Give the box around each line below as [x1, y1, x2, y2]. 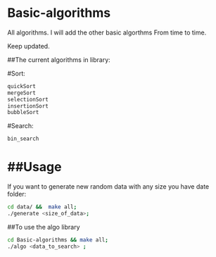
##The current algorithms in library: [7, 55, 110, 64]
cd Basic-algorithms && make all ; [7, 236, 109, 244]
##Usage [7, 159, 62, 175]
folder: [7, 190, 27, 199]
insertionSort [7, 102, 49, 110]
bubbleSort [7, 109, 39, 116]
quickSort [7, 82, 37, 89]
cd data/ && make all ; [7, 203, 77, 211]
